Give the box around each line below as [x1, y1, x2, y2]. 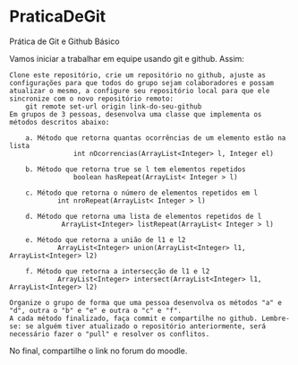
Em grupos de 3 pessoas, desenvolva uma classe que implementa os [9, 109, 262, 118]
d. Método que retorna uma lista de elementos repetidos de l [25, 212, 262, 221]
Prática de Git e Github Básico [9, 36, 120, 47]
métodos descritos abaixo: [9, 117, 110, 126]
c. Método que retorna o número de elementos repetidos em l [25, 188, 258, 197]
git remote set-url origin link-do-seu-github [25, 101, 202, 111]
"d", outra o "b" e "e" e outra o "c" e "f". [9, 306, 182, 315]
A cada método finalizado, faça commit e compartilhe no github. [9, 314, 258, 323]
